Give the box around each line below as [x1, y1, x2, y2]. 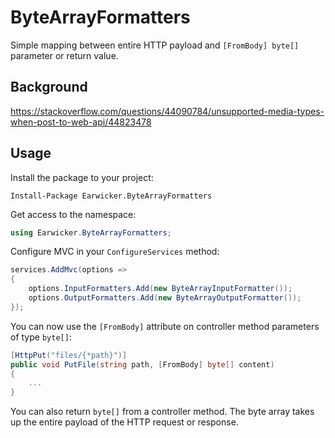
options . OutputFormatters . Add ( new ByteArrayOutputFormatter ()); [28, 293, 302, 303]
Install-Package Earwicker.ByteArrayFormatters [10, 191, 213, 201]
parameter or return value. [10, 49, 119, 61]
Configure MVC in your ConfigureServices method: [10, 246, 220, 258]
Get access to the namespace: [10, 208, 137, 220]
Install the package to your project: [10, 171, 154, 183]
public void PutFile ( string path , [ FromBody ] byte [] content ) [10, 359, 275, 370]
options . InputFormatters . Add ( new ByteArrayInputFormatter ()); [28, 284, 293, 294]
